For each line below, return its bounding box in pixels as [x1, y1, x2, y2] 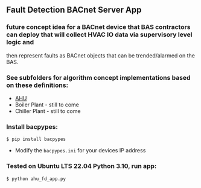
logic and [6, 38, 34, 47]
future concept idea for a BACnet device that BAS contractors [6, 23, 191, 31]
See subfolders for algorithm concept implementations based [6, 73, 191, 82]
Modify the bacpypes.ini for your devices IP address [14, 147, 146, 154]
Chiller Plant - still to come [14, 107, 81, 114]
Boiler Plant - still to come [14, 101, 80, 108]
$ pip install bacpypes [6, 136, 66, 143]
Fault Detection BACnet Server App [6, 5, 142, 15]
